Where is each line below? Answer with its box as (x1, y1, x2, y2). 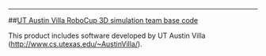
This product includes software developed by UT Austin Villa (8, 31, 206, 40)
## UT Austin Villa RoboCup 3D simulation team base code (8, 16, 199, 24)
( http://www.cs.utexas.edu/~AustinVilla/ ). (8, 39, 142, 48)
